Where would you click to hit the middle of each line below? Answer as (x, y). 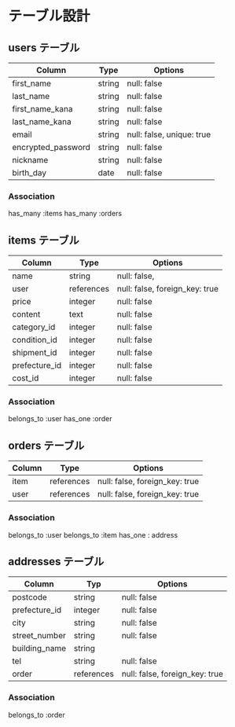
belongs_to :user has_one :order (60, 419)
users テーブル (44, 48)
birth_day (29, 173)
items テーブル (44, 240)
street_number (39, 636)
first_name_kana (42, 109)
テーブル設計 (49, 16)
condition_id (35, 340)
